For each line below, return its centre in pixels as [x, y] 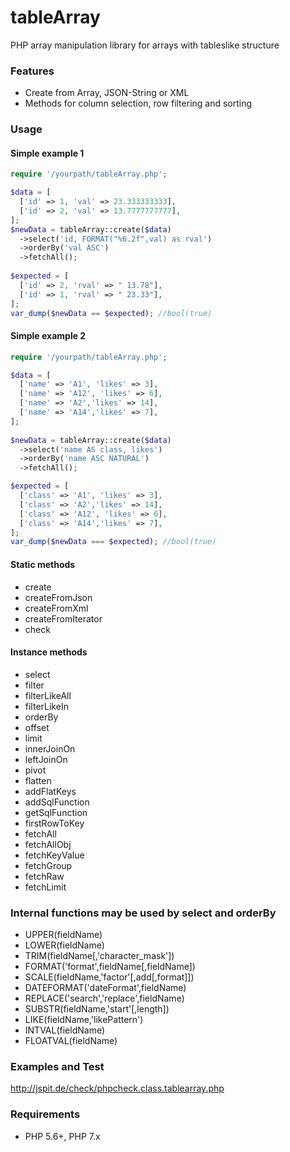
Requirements [45, 1114]
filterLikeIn [46, 706]
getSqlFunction [56, 812]
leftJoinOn [46, 759]
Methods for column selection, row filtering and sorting [138, 103]
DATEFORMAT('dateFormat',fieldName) [105, 988]
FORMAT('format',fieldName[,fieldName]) [110, 967]
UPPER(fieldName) [63, 935]
